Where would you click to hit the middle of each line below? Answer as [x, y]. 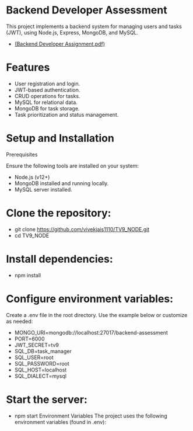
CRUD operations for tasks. [47, 96]
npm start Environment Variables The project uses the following [91, 416]
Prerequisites [22, 154]
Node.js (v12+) [32, 177]
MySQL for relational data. [46, 102]
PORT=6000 [29, 339]
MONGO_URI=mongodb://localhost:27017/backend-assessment [91, 332]
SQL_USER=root [34, 357]
